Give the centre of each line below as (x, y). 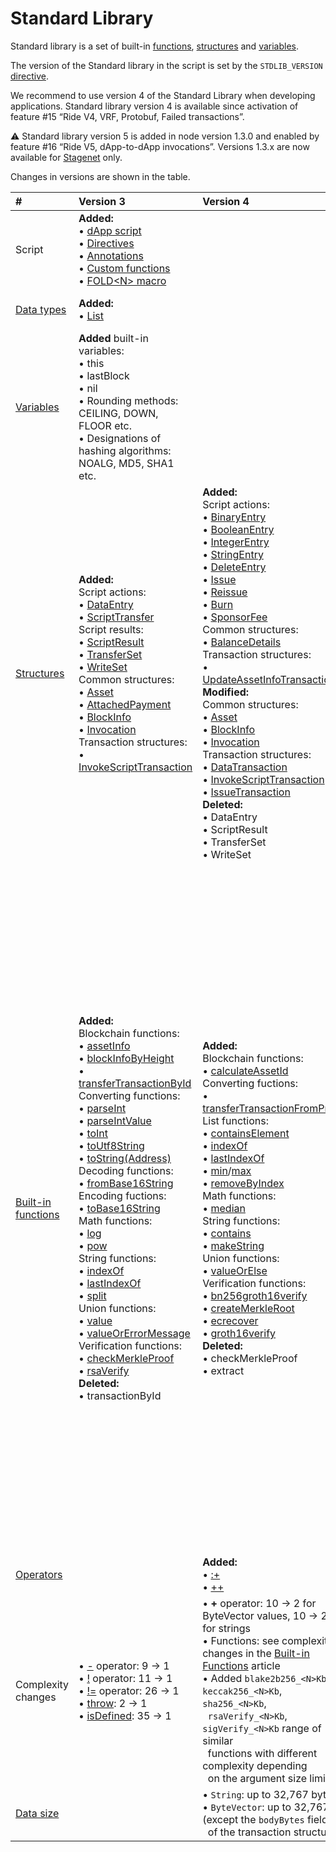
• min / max (227, 1170)
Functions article (241, 1665)
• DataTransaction (245, 767)
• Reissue (225, 592)
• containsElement (246, 1133)
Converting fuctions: (250, 1083)
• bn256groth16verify (255, 1295)
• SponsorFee (235, 617)
